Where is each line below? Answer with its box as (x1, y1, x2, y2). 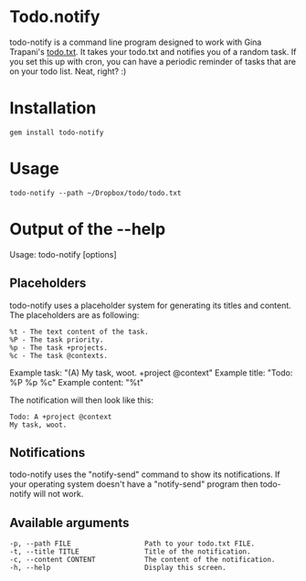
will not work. (33, 489, 84, 500)
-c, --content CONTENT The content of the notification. (9, 555, 276, 565)
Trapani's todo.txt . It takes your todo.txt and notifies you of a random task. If (9, 46, 297, 57)
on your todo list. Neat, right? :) (9, 66, 127, 77)
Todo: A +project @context (9, 412, 112, 421)
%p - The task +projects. (9, 343, 108, 353)
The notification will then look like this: (9, 395, 153, 406)
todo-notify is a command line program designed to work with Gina (9, 37, 262, 48)
